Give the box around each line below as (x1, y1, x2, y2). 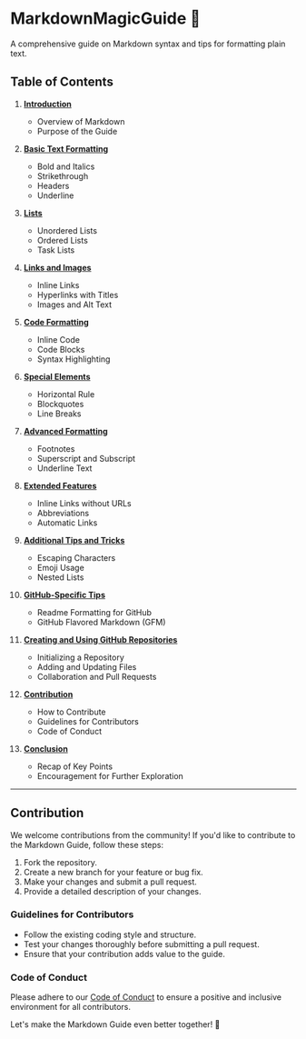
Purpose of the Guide (36, 125, 118, 136)
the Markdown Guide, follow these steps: (10, 839, 164, 850)
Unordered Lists (36, 225, 98, 235)
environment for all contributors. (10, 1002, 131, 1013)
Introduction (23, 98, 72, 109)
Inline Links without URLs (36, 497, 132, 508)
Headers (36, 180, 70, 191)
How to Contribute (36, 706, 107, 717)
